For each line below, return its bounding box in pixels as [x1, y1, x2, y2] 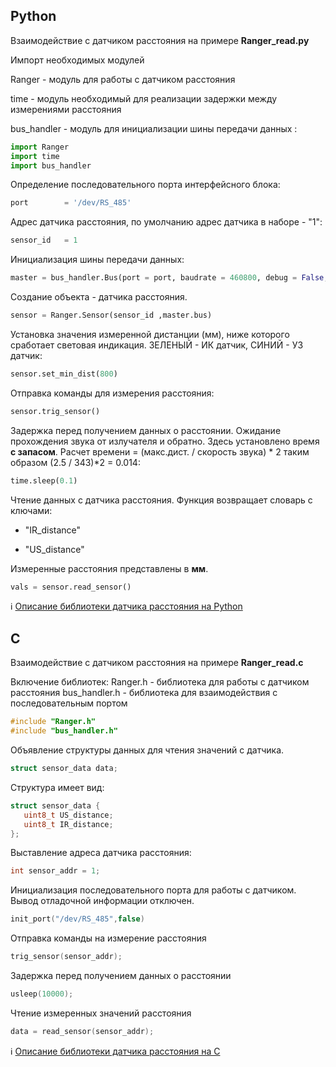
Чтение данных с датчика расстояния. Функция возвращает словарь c [10, 494, 313, 506]
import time [10, 151, 60, 161]
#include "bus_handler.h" [10, 726, 118, 736]
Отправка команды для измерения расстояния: [10, 387, 215, 399]
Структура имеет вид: [10, 781, 105, 793]
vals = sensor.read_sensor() [10, 582, 132, 592]
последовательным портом [10, 697, 128, 709]
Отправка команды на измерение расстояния [10, 932, 207, 944]
